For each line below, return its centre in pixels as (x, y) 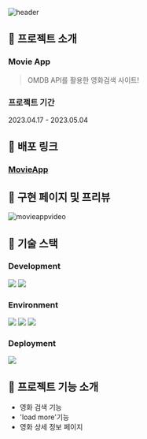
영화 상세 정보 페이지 (51, 427)
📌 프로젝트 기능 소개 (53, 387)
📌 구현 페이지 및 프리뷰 (59, 197)
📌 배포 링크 (33, 147)
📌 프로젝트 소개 (42, 39)
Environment (33, 305)
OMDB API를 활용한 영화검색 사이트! (83, 80)
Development (35, 266)
